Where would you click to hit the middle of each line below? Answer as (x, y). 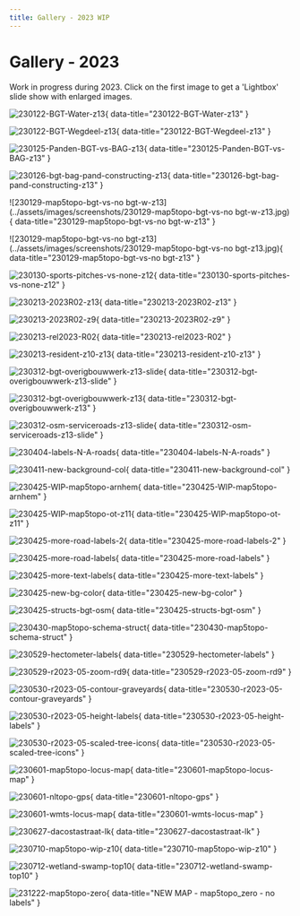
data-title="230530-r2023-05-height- (214, 716)
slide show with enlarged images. (71, 96)
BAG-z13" (27, 158)
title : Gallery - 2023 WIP (60, 17)
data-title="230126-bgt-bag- (227, 175)
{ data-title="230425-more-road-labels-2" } (205, 540)
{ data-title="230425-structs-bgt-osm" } (186, 609)
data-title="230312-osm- (206, 425)
